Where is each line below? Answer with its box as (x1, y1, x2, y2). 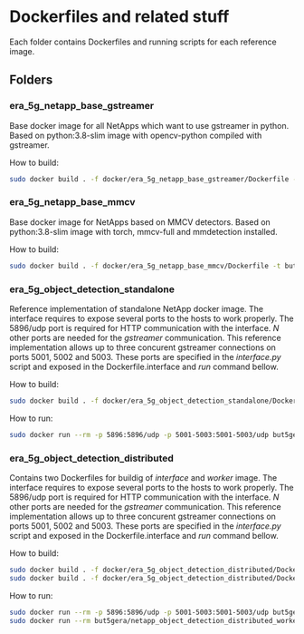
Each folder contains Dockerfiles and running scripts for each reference (9, 36, 278, 47)
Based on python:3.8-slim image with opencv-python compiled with (9, 130, 262, 141)
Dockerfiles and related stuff (9, 6, 230, 27)
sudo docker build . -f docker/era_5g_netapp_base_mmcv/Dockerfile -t (9, 261, 281, 270)
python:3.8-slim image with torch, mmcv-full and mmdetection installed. (9, 226, 278, 237)
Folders (9, 73, 53, 88)
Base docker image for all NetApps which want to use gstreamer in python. (9, 120, 290, 131)
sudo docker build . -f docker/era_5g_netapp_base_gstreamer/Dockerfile (9, 174, 290, 183)
